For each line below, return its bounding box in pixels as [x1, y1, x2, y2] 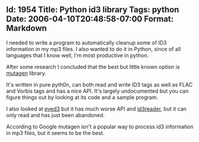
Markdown [6, 23, 48, 33]
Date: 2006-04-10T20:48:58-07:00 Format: [6, 14, 174, 24]
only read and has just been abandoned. [6, 111, 105, 118]
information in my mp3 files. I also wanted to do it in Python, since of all [6, 45, 181, 52]
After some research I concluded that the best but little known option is [6, 63, 180, 70]
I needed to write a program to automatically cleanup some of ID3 [6, 39, 168, 46]
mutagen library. [6, 70, 46, 77]
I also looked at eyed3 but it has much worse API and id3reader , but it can [6, 105, 187, 112]
